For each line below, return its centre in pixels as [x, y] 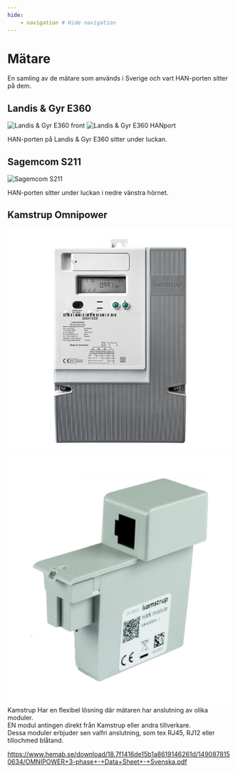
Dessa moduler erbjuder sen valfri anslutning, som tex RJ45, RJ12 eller [111, 733]
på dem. [20, 86]
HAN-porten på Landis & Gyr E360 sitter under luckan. [87, 140]
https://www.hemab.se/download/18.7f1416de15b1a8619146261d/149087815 [119, 754]
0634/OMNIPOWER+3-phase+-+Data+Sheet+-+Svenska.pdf [97, 762]
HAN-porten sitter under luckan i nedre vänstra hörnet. [88, 193]
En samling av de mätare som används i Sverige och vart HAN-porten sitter [118, 78]
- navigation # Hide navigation [68, 22]
